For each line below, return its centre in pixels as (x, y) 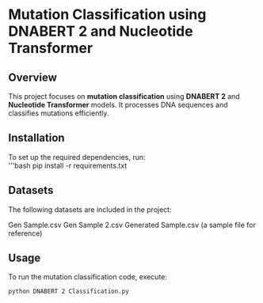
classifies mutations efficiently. (59, 113)
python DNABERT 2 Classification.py (69, 292)
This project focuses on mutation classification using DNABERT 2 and (124, 96)
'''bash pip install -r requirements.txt (68, 165)
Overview (33, 77)
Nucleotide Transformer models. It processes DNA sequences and (118, 105)
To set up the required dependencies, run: (77, 157)
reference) (25, 233)
